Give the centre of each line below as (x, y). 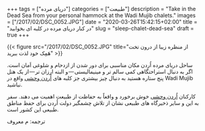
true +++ (18, 35)
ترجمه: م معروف (26, 121)
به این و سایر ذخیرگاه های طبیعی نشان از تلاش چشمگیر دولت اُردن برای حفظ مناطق (103, 103)
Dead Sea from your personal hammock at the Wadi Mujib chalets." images (101, 15)
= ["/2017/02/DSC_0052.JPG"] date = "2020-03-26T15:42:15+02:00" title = (102, 22)
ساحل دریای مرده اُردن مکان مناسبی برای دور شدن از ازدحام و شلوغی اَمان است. (100, 65)
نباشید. (15, 84)
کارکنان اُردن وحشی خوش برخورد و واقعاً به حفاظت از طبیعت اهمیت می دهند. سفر (101, 96)
